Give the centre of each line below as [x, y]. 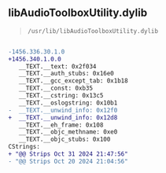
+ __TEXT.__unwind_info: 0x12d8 [63, 117]
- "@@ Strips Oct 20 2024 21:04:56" [68, 161]
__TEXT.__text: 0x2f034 [57, 66]
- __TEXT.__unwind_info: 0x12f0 [63, 110]
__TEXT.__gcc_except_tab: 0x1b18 [73, 81]
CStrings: [24, 147]
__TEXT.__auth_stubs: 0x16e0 [66, 74]
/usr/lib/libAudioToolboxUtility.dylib [93, 31]
